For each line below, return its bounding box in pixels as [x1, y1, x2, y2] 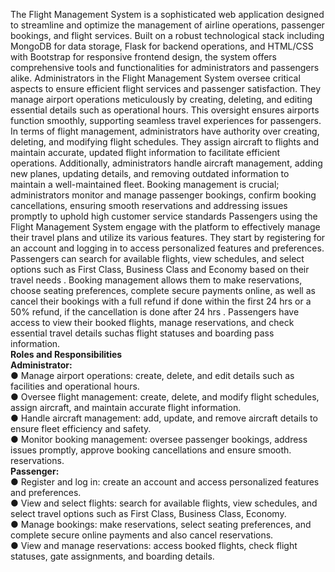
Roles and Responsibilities [10, 349, 123, 360]
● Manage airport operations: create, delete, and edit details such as [10, 370, 295, 381]
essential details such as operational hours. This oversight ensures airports [10, 104, 320, 116]
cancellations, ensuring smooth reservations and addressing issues [10, 200, 288, 211]
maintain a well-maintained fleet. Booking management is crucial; [10, 179, 280, 190]
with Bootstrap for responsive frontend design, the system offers [10, 51, 277, 63]
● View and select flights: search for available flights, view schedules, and [10, 497, 318, 509]
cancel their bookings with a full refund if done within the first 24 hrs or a [10, 295, 312, 307]
